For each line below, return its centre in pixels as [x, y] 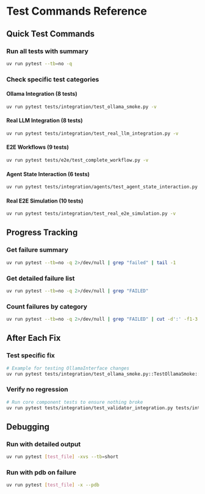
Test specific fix [31, 356]
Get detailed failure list [41, 278]
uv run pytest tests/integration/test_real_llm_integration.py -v [92, 133]
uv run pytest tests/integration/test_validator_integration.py [90, 408]
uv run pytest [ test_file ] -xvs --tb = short [63, 457]
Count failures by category [47, 306]
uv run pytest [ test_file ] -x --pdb [53, 485]
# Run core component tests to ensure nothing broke [75, 402]
